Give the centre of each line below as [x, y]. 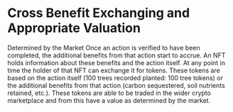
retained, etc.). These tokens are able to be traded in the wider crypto [109, 93]
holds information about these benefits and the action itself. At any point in [116, 62]
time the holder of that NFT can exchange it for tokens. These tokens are [114, 70]
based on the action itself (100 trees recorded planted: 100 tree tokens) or [115, 78]
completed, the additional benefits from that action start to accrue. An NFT [116, 55]
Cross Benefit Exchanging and [99, 13]
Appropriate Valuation [74, 28]
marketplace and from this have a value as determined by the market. [109, 100]
